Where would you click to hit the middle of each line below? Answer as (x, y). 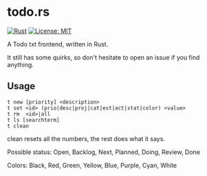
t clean (18, 126)
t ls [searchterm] (33, 120)
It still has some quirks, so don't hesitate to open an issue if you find (103, 57)
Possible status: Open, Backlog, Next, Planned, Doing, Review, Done (104, 152)
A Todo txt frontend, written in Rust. (58, 44)
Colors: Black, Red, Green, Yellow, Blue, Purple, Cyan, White (92, 165)
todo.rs (29, 12)
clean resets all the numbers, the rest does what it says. (86, 138)
